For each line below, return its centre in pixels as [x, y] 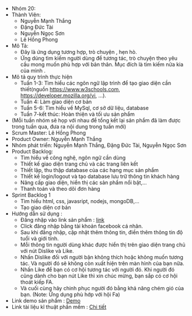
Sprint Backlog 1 [31, 195]
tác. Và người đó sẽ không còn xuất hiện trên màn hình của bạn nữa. [102, 263]
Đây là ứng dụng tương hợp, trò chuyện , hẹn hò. [78, 52]
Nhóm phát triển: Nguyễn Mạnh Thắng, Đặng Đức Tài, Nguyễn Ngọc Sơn [99, 145]
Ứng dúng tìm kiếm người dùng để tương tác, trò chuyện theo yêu [99, 58]
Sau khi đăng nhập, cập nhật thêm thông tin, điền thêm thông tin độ [102, 232]
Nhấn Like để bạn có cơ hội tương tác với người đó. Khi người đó [97, 269]
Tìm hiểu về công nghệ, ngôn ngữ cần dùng [73, 158]
